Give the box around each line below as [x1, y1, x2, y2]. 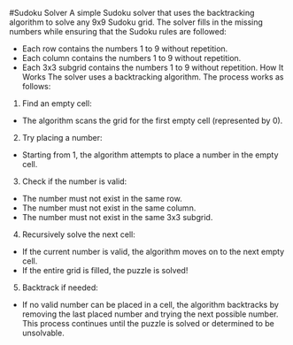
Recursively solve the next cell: [21, 229, 135, 240]
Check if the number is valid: [21, 176, 127, 187]
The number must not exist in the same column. [21, 203, 197, 213]
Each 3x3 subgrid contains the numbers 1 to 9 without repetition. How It [21, 62, 284, 73]
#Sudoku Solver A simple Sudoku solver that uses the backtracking [9, 8, 255, 18]
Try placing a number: [21, 133, 103, 142]
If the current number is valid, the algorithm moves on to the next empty [21, 247, 285, 257]
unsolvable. [21, 327, 65, 338]
